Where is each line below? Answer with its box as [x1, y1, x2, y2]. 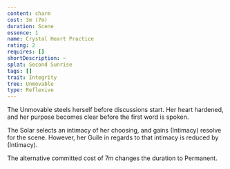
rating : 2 [7, 42, 36, 49]
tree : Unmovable [7, 80, 54, 87]
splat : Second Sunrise [7, 61, 73, 68]
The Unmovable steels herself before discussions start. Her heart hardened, [7, 106, 224, 114]
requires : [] [7, 49, 45, 56]
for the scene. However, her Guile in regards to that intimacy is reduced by [7, 133, 219, 142]
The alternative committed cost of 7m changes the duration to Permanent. [7, 154, 218, 162]
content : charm [7, 10, 51, 17]
